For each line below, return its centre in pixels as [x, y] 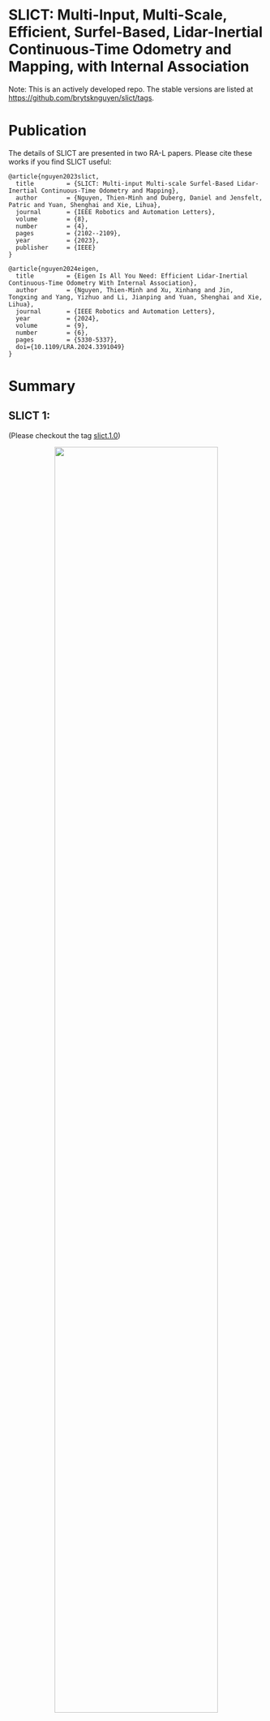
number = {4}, [52, 226]
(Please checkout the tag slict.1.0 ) [64, 435]
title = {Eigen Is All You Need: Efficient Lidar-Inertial [132, 276]
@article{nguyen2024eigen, [54, 269]
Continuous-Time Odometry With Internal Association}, [103, 283]
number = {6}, [52, 333]
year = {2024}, [58, 318]
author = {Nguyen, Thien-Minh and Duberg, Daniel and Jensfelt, [139, 198]
